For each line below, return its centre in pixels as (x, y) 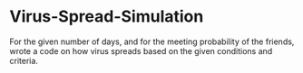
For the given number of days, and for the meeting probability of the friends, (152, 41)
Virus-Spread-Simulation (107, 17)
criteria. (24, 60)
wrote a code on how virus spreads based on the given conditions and (141, 50)
